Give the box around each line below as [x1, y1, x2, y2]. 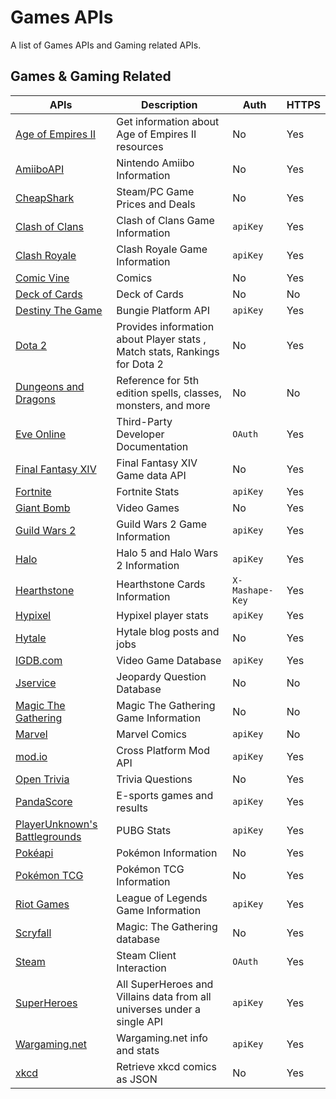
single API [116, 1014, 163, 1028]
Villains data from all [116, 989, 212, 1003]
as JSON [116, 1072, 158, 1086]
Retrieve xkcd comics [116, 1059, 217, 1073]
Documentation [116, 439, 189, 453]
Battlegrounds [15, 829, 82, 843]
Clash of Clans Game [116, 213, 215, 227]
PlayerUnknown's [15, 817, 98, 831]
